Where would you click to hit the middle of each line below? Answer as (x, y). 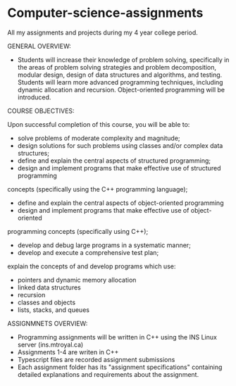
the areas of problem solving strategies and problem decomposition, (117, 67)
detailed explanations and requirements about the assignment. (108, 374)
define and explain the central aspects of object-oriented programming (120, 203)
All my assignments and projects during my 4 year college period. (103, 32)
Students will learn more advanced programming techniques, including (120, 82)
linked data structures (49, 287)
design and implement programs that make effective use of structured (119, 168)
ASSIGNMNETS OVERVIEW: (48, 323)
